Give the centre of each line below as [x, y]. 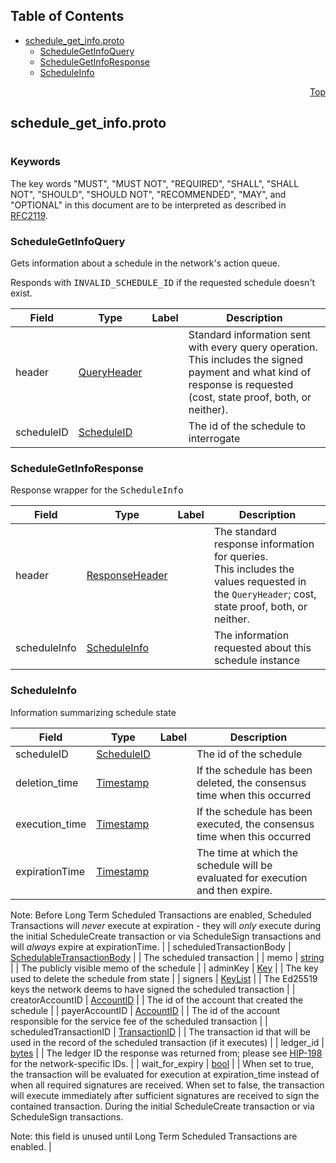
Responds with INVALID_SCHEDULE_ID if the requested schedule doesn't [163, 283]
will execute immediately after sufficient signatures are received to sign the [165, 1095]
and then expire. [234, 890]
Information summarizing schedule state [93, 712]
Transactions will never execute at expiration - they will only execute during [166, 925]
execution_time [51, 824]
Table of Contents [67, 16]
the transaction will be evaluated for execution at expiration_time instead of [165, 1074]
